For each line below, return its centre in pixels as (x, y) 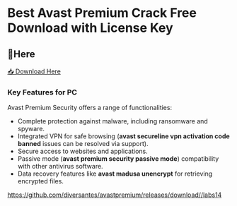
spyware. (31, 129)
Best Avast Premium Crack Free (102, 13)
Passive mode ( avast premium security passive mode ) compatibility (118, 159)
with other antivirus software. (60, 166)
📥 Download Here (34, 71)
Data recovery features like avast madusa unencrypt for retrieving (115, 174)
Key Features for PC (42, 92)
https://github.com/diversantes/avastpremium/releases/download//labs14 (115, 195)
